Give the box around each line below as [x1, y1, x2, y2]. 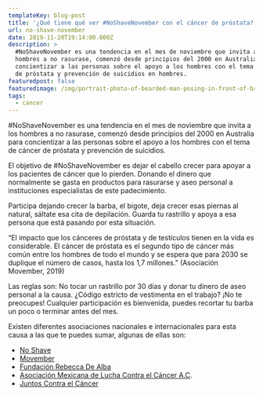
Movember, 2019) [8, 266, 65, 276]
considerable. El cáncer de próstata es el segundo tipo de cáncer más [8, 241, 235, 251]
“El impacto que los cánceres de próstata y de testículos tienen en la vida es [8, 233, 254, 243]
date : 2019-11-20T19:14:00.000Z [8, 33, 113, 42]
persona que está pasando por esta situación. [8, 218, 157, 228]
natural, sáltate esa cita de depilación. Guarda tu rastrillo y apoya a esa [8, 210, 237, 219]
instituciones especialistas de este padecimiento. [8, 186, 167, 196]
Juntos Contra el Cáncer [19, 379, 99, 389]
